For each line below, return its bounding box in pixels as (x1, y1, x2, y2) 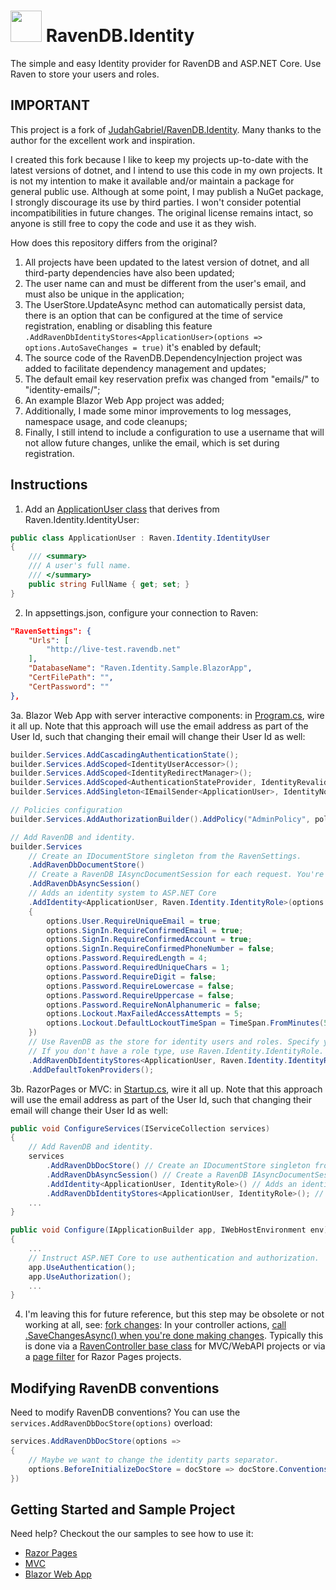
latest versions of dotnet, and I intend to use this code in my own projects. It (10, 164, 323, 176)
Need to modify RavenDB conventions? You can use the (10, 1406, 241, 1419)
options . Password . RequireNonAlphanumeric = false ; (46, 1000, 262, 1010)
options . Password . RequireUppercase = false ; (46, 990, 235, 1000)
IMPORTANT (10, 97, 90, 114)
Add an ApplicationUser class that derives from (24, 503, 220, 515)
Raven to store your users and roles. (10, 68, 160, 80)
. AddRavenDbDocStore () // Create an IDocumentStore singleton (46, 1161, 311, 1171)
